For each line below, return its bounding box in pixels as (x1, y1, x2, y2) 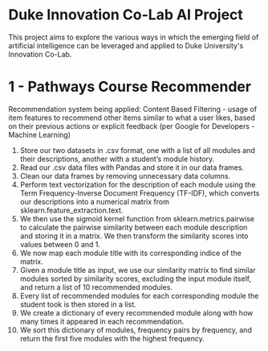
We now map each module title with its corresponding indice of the (19, 248, 242, 258)
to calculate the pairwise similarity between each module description (19, 222, 248, 232)
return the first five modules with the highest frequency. (19, 333, 205, 343)
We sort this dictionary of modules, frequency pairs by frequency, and (19, 324, 253, 335)
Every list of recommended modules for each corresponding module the (19, 291, 259, 300)
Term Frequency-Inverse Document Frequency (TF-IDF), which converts (19, 188, 260, 198)
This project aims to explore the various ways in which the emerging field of (8, 32, 259, 42)
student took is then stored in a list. (19, 299, 136, 309)
